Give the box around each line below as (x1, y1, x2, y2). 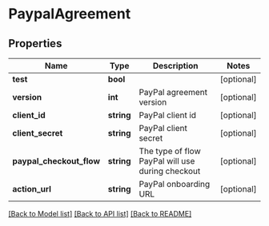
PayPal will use (139, 156, 195, 166)
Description (152, 61, 199, 71)
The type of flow (139, 145, 202, 157)
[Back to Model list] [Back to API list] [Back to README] (8, 209, 192, 218)
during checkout (139, 165, 201, 176)
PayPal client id (139, 109, 197, 121)
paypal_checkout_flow (12, 156, 101, 166)
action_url (12, 184, 52, 194)
